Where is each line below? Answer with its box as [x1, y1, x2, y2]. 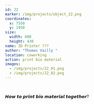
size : [5, 30, 16, 35]
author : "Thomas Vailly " [5, 48, 57, 53]
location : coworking [5, 52, 47, 58]
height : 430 [9, 39, 34, 44]
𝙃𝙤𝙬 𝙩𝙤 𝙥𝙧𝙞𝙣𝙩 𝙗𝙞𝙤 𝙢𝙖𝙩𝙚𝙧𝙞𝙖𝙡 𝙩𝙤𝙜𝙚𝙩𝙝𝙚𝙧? [5, 93, 89, 99]
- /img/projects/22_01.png [9, 66, 64, 71]
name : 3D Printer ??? [5, 43, 49, 48]
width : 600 [9, 35, 32, 40]
